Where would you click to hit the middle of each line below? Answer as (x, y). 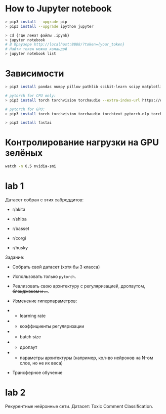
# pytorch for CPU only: (31, 95)
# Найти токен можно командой (36, 49)
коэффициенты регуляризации (52, 326)
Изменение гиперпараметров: (45, 301)
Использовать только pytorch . (44, 276)
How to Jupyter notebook (59, 9)
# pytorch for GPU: (25, 109)
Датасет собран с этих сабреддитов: (44, 200)
